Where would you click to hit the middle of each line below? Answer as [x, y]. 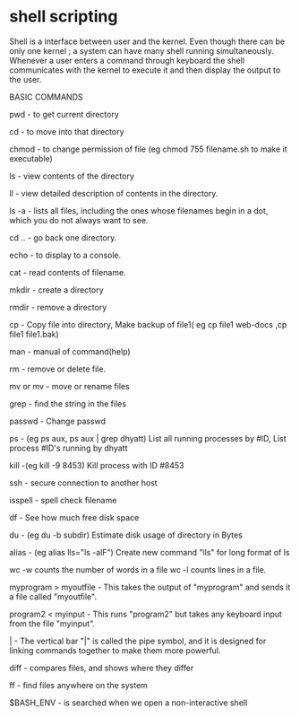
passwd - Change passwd [57, 421]
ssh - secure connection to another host [84, 483]
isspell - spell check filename [63, 500]
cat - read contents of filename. [68, 272]
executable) [31, 158]
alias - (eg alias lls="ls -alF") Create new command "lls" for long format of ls [150, 552]
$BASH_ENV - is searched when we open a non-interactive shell [129, 703]
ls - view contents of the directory [72, 176]
